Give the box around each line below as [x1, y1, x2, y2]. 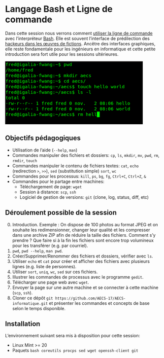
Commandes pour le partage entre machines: [12, 179, 105, 184]
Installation [5, 320, 40, 328]
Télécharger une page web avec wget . [12, 279, 90, 285]
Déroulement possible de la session [5, 209, 117, 217]
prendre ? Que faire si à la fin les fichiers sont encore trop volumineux [12, 237, 154, 243]
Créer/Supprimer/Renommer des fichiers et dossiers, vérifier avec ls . [12, 253, 154, 259]
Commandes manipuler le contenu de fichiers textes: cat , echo [12, 163, 139, 169]
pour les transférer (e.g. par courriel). [12, 243, 88, 249]
